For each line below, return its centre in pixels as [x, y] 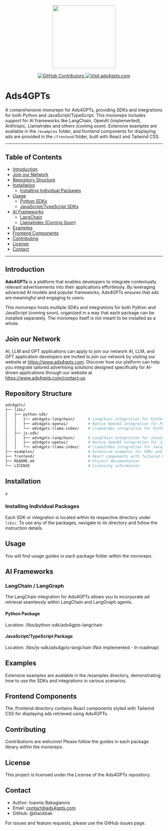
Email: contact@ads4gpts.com [44, 808]
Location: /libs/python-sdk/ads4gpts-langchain [54, 625]
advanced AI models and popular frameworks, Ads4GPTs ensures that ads [82, 292]
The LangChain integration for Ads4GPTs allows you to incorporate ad [77, 597]
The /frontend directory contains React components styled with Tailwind [79, 708]
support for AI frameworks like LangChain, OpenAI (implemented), [73, 121]
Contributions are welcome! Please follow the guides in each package [77, 742]
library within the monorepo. [34, 747]
